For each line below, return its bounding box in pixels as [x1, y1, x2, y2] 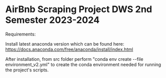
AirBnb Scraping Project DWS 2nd [5, 4, 152, 15]
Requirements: [5, 31, 36, 37]
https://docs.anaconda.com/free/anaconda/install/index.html [5, 46, 134, 52]
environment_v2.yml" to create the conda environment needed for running [5, 61, 161, 67]
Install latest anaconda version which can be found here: [5, 41, 124, 47]
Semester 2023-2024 [5, 14, 100, 26]
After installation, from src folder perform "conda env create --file [5, 56, 144, 62]
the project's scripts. [5, 67, 49, 73]
